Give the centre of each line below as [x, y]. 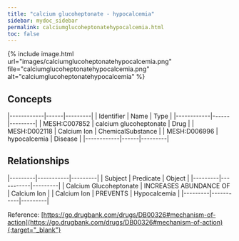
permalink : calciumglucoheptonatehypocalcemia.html [86, 27]
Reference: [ [26, 215]
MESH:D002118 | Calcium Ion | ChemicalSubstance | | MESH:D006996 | [113, 132]
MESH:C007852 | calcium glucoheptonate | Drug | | [118, 124]
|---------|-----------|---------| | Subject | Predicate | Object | [98, 178]
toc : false [24, 34]
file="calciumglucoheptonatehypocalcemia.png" [78, 69]
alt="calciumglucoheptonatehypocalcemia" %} [76, 77]
